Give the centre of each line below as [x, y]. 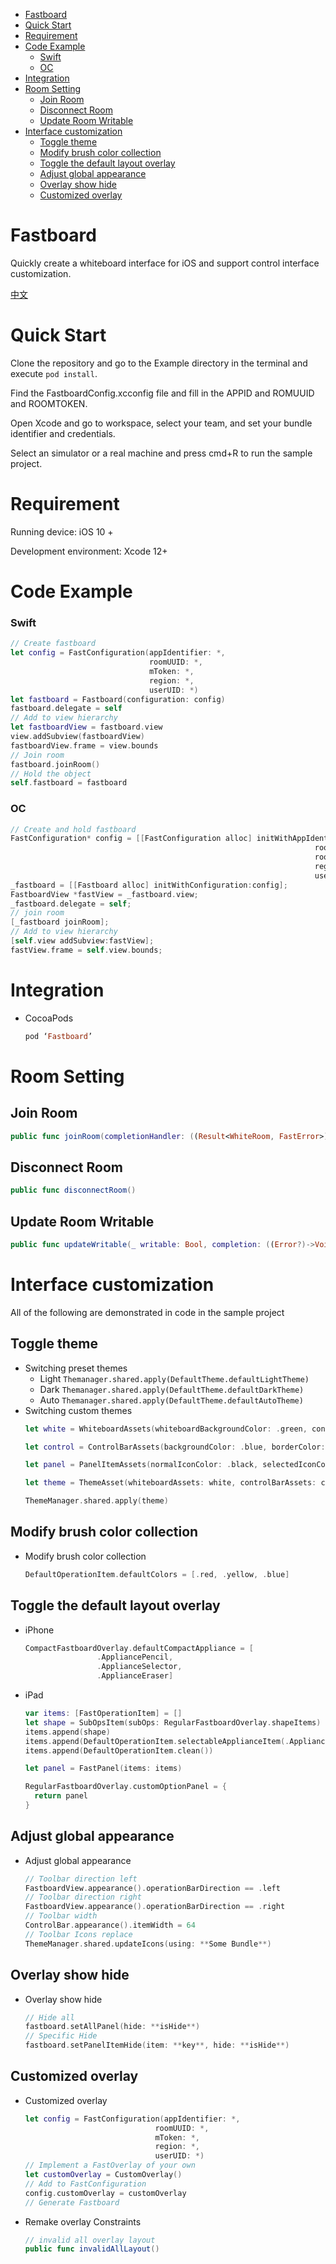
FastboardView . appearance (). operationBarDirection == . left [152, 1888]
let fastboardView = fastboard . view [86, 727]
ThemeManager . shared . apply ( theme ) [96, 1501]
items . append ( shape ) [67, 1732]
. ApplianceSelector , [139, 1667]
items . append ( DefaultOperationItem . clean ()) [119, 1750]
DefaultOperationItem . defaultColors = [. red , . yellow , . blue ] [157, 1574]
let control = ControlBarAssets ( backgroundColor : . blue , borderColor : [175, 1447]
